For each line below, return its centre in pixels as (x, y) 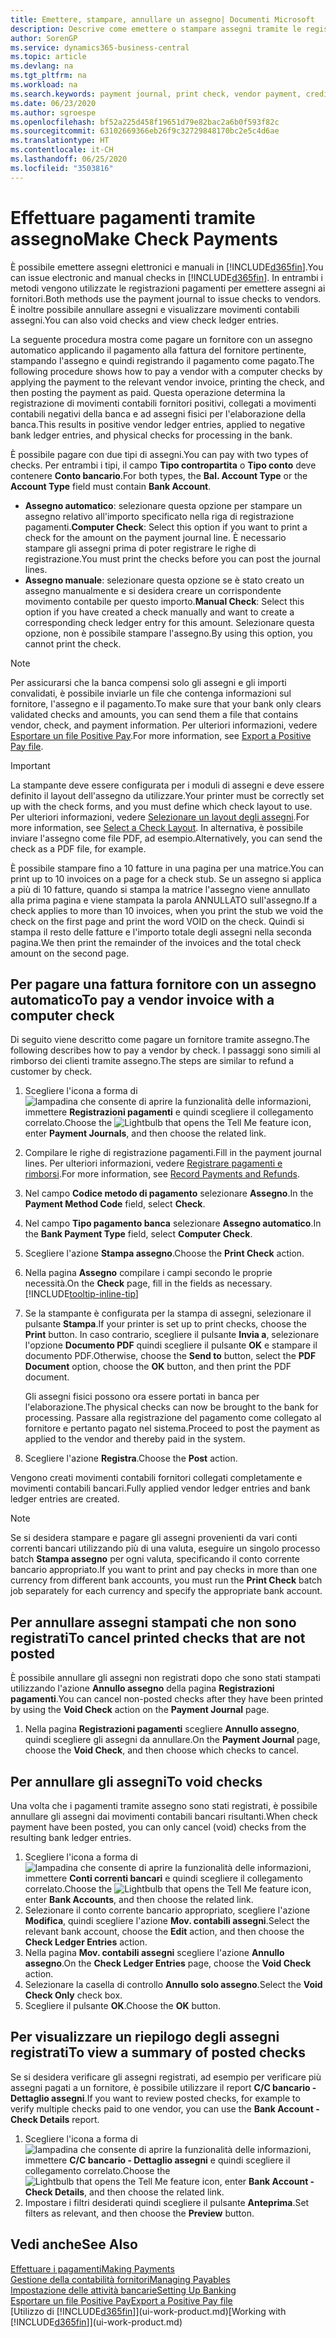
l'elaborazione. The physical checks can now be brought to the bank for (171, 1407)
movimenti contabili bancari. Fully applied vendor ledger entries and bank (160, 1488)
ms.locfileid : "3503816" (62, 168)
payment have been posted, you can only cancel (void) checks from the (158, 1827)
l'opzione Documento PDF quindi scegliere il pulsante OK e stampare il (171, 1345)
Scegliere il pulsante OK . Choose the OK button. (123, 2005)
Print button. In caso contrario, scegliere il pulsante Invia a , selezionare (172, 1335)
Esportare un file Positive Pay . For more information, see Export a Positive (161, 735)
